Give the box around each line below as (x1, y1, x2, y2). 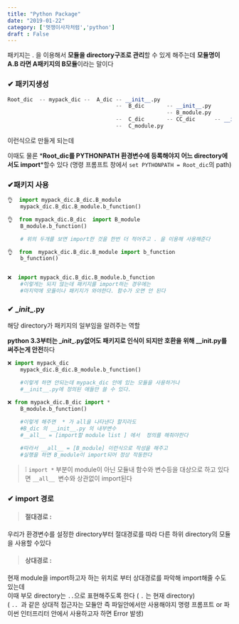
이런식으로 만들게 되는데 (7, 136, 75, 145)
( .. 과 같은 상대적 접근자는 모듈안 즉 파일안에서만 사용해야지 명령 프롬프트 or (7, 600, 223, 609)
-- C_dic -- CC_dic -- (115, 116, 221, 123)
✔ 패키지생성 (7, 79, 49, 89)
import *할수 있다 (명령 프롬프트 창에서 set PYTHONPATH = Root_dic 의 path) (20, 160, 232, 168)
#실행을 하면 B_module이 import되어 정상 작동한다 (20, 451, 152, 459)
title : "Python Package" (7, 10, 81, 18)
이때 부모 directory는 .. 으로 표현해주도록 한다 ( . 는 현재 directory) (7, 591, 196, 600)
